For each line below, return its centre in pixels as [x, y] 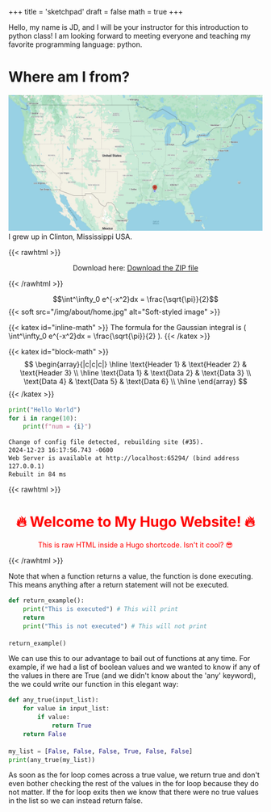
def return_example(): [46, 601]
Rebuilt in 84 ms [38, 475]
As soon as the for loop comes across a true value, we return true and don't [134, 775]
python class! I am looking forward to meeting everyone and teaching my [130, 36]
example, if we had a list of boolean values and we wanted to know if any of [134, 667]
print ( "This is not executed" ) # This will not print [115, 626]
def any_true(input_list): [54, 700]
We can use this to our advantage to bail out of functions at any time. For [129, 659]
